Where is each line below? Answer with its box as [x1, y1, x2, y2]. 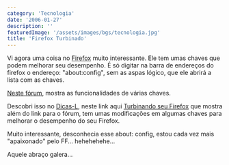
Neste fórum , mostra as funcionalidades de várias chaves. [7, 89, 171, 97]
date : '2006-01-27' [7, 16, 63, 23]
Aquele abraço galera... [7, 151, 73, 159]
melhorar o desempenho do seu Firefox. [7, 117, 120, 125]
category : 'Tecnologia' [7, 10, 75, 17]
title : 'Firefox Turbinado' [7, 35, 87, 42]
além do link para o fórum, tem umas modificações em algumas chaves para [7, 110, 222, 118]
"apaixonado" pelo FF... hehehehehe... [7, 137, 116, 145]
